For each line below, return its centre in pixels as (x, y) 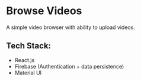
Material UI (28, 73)
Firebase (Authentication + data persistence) (69, 66)
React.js (25, 60)
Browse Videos (44, 11)
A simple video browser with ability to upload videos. (70, 27)
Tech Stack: (29, 46)
